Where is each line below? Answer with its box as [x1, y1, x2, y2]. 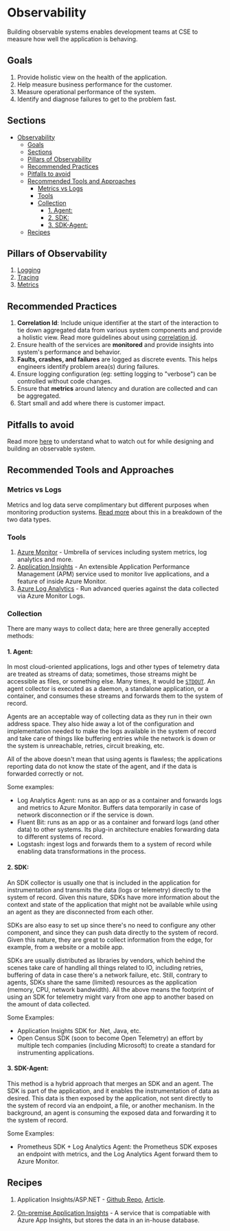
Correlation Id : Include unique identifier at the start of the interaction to [16, 319, 219, 327]
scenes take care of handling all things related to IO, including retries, [7, 963, 203, 971]
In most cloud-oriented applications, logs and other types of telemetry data [7, 663, 220, 671]
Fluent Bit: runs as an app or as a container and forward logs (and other [16, 818, 220, 826]
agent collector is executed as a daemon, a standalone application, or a [7, 685, 209, 693]
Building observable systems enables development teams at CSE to [7, 27, 198, 36]
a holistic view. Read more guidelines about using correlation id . [16, 333, 198, 341]
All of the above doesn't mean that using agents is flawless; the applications [7, 755, 222, 763]
